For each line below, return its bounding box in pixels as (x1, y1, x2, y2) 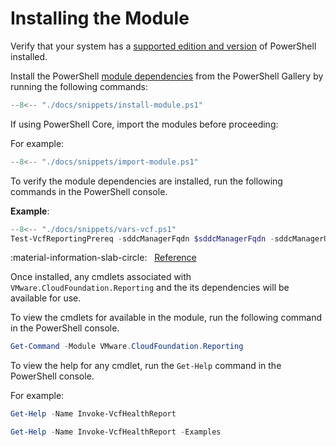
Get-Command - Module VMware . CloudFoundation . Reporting (10, 342, 244, 352)
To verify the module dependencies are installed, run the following (10, 175, 283, 187)
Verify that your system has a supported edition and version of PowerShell (10, 40, 317, 52)
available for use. (10, 292, 82, 304)
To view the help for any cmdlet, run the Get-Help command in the (10, 360, 282, 372)
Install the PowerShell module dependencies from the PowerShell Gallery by (10, 70, 324, 82)
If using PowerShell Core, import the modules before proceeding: (10, 118, 279, 130)
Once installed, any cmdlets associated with (10, 271, 192, 283)
